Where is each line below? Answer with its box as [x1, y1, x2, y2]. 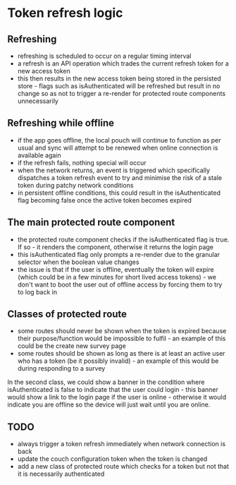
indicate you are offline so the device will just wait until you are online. [7, 400, 211, 409]
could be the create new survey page [17, 342, 127, 350]
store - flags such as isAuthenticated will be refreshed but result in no [17, 82, 221, 90]
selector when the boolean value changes [17, 258, 139, 266]
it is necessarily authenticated [17, 469, 105, 478]
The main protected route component [7, 217, 175, 229]
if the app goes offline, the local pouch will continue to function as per [17, 136, 221, 144]
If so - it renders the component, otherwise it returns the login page [17, 242, 213, 251]
